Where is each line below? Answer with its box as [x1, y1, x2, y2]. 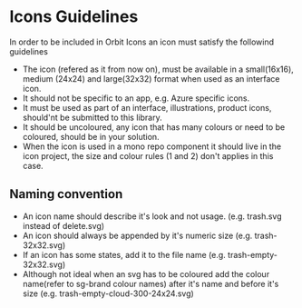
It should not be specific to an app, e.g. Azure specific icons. [22, 93, 250, 104]
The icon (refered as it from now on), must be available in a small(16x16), [22, 64, 295, 75]
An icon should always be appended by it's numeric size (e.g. [22, 230, 253, 241]
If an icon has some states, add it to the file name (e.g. [22, 249, 227, 260]
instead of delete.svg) [22, 220, 105, 231]
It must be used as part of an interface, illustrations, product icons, [22, 102, 272, 113]
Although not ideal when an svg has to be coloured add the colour [22, 268, 270, 279]
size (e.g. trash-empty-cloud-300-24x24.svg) [22, 288, 195, 299]
